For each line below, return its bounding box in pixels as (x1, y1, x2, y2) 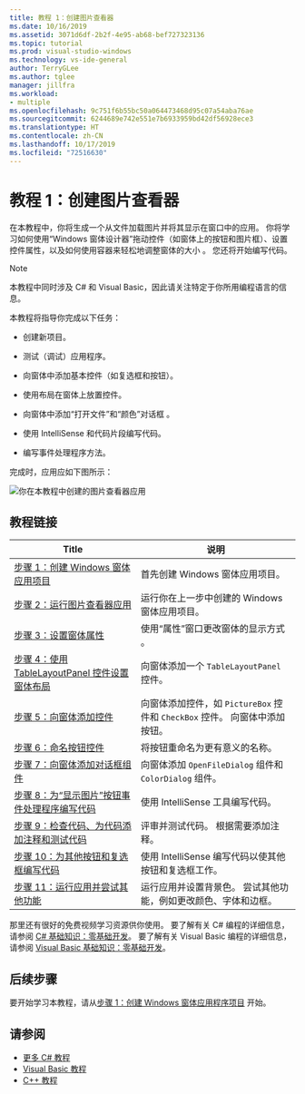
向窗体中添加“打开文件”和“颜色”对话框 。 (22, 408, 175, 419)
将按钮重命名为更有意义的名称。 (140, 741, 278, 754)
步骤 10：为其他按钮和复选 (14, 850, 129, 863)
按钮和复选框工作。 (140, 864, 223, 876)
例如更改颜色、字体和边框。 (158, 894, 278, 907)
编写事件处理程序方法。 (22, 446, 111, 458)
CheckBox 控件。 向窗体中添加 (161, 711, 286, 724)
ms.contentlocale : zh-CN (9, 132, 103, 141)
